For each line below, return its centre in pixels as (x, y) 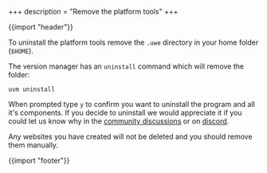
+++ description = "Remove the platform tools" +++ (93, 12)
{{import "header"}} (41, 27)
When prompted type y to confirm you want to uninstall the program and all (132, 104)
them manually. (33, 145)
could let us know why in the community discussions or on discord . (119, 121)
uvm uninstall (32, 89)
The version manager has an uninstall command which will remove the (126, 66)
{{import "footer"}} (39, 160)
